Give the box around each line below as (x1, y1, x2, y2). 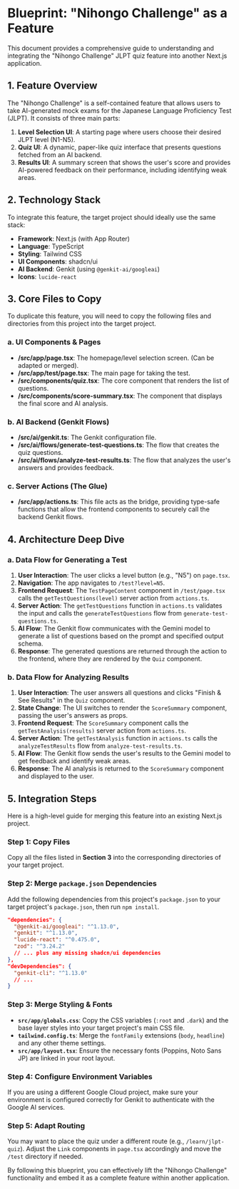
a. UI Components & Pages (7, 337, 101, 347)
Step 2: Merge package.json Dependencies (7, 878, 157, 888)
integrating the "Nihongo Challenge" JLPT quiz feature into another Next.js (7, 51, 228, 60)
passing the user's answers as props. (17, 711, 128, 720)
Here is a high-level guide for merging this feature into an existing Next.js (7, 812, 223, 821)
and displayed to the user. (17, 772, 94, 781)
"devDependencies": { (7, 963, 72, 970)
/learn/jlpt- (185, 1138, 225, 1145)
